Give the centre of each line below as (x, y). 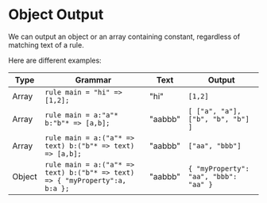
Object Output (56, 15)
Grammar (93, 79)
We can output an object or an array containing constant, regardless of (124, 36)
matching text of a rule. (46, 44)
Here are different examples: (55, 60)
